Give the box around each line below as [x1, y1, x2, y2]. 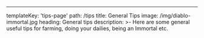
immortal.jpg [6, 19, 38, 25]
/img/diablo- [160, 12, 191, 19]
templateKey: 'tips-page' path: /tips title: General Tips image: [6, 12, 159, 19]
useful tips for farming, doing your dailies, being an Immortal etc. [6, 25, 169, 32]
